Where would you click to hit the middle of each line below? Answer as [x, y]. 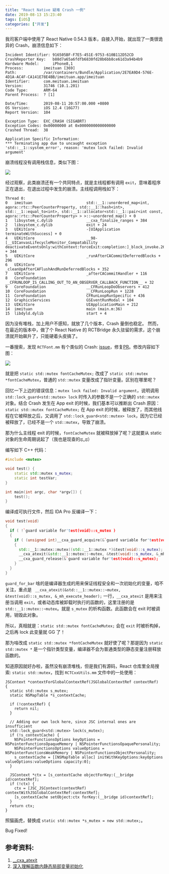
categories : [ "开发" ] [27, 24]
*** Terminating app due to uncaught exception [56, 144]
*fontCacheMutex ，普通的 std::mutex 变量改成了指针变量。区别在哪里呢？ [81, 380]
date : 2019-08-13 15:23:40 [33, 15]
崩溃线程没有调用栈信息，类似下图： [43, 162]
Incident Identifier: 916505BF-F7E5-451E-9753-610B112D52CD [70, 55]
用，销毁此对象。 [23, 615]
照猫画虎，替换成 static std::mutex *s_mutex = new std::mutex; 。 [75, 820]
